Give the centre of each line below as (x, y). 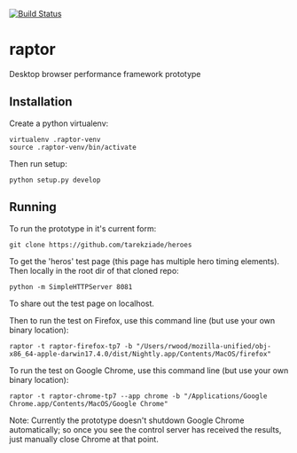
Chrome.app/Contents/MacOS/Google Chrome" (89, 403)
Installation (41, 102)
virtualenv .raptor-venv (55, 139)
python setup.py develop (55, 180)
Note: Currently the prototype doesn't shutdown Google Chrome (127, 420)
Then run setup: (39, 163)
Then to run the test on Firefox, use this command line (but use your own (142, 320)
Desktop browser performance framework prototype (105, 74)
